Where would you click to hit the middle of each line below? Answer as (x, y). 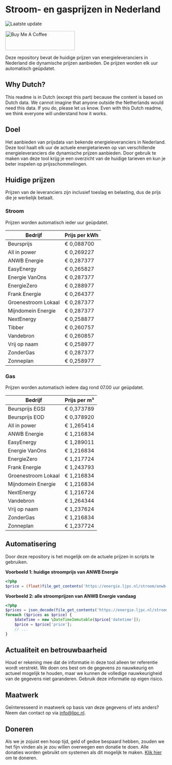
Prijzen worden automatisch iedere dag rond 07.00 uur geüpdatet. (75, 387)
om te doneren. (21, 758)
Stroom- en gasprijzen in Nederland (83, 10)
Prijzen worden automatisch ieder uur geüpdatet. (57, 222)
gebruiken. (17, 562)
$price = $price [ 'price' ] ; (43, 625)
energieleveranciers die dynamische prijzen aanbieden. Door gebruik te (81, 153)
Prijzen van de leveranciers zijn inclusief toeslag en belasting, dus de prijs (83, 192)
